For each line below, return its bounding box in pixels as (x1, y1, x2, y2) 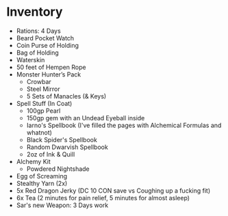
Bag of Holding (16, 49, 59, 57)
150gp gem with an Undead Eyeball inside (26, 113, 145, 122)
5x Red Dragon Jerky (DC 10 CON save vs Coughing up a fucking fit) (16, 186, 211, 195)
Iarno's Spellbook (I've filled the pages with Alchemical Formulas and (26, 121, 222, 129)
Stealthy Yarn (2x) (16, 179, 68, 187)
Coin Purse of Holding (16, 41, 79, 49)
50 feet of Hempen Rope (16, 63, 86, 71)
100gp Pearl (26, 107, 61, 115)
